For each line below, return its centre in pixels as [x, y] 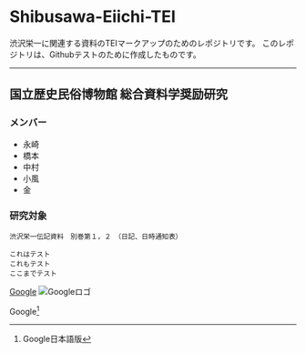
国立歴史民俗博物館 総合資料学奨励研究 [118, 94]
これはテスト [30, 254]
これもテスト [30, 264]
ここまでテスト [33, 273]
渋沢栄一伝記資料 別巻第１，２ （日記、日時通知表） [96, 237]
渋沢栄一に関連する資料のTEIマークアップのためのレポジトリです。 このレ [148, 43]
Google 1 [25, 310]
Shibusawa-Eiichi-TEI [92, 17]
